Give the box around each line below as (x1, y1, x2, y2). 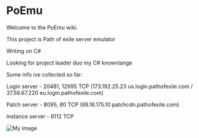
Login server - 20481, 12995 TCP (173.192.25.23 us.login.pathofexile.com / (6, 83, 193, 90)
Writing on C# (6, 47, 41, 55)
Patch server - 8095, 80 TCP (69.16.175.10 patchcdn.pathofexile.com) (6, 101, 180, 108)
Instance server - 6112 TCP (6, 112, 74, 120)
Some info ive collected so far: (6, 71, 83, 78)
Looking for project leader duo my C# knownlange (6, 59, 133, 66)
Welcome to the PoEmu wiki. (6, 24, 78, 31)
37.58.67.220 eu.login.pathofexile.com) (6, 89, 104, 96)
